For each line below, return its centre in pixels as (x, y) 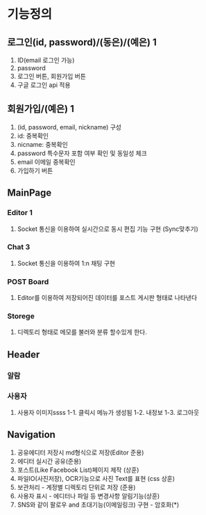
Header (24, 355)
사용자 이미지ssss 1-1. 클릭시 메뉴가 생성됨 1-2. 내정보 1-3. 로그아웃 (108, 412)
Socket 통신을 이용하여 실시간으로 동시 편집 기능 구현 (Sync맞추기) (108, 229)
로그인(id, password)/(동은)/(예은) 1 (82, 42)
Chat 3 (19, 247)
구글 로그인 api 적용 (44, 85)
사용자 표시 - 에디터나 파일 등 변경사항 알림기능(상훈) (88, 496)
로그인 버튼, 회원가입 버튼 (52, 76)
